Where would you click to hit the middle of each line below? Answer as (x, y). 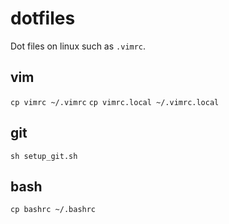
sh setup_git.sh (44, 156)
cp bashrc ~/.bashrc (53, 210)
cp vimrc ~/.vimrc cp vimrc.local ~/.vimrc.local (115, 102)
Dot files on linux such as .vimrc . (78, 46)
